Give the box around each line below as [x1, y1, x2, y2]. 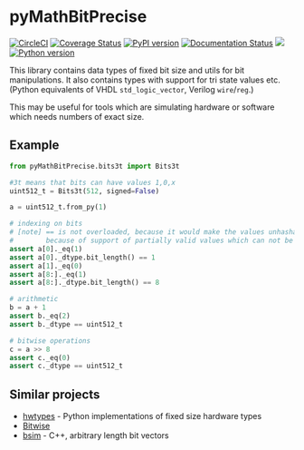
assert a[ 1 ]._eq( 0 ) [9, 261, 83, 270]
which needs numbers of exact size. [9, 111, 145, 122]
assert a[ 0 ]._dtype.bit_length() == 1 [9, 252, 156, 262]
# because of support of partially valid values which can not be [9, 236, 294, 245]
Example [9, 138, 60, 153]
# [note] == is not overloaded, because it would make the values [9, 228, 265, 237]
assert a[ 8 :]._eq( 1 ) [9, 269, 88, 279]
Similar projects [9, 386, 100, 402]
